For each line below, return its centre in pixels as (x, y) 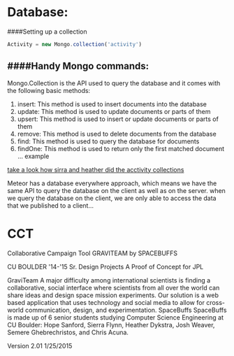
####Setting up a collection (47, 31)
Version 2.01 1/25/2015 (40, 346)
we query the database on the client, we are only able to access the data (112, 198)
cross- (215, 302)
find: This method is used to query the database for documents (108, 141)
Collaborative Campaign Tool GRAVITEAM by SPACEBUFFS (93, 253)
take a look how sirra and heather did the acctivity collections (96, 169)
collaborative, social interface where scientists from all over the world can (114, 287)
